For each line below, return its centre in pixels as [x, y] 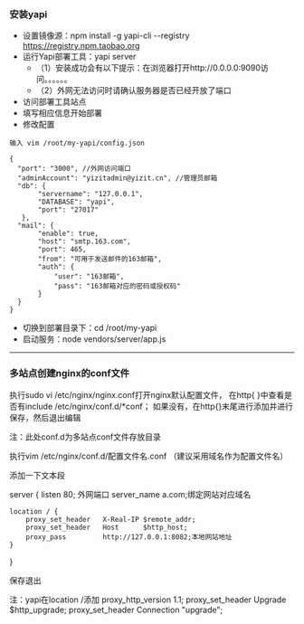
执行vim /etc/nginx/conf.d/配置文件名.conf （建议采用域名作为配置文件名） [148, 456]
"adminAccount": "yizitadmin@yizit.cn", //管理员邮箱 [118, 178]
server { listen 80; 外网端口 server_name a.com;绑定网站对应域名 [130, 494]
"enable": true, [68, 234]
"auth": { [56, 267]
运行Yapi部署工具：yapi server [79, 57]
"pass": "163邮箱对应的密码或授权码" [117, 287]
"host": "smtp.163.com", [84, 241]
